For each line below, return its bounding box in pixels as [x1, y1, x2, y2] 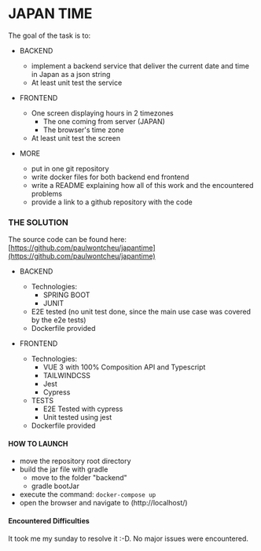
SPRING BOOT [42, 290, 90, 299]
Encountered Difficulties [8, 516, 90, 526]
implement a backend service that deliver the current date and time [31, 61, 250, 71]
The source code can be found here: [8, 235, 127, 244]
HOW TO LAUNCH [8, 439, 68, 448]
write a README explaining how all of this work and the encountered [31, 180, 254, 189]
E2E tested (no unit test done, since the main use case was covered [31, 307, 252, 317]
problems [31, 189, 63, 198]
